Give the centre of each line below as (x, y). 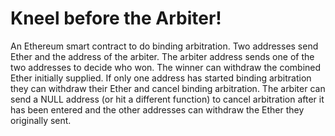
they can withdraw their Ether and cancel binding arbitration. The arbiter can (168, 88)
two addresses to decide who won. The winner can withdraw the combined (166, 67)
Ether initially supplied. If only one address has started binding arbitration (161, 78)
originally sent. (41, 120)
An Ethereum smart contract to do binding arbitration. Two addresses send (164, 46)
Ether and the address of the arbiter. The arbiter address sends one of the (162, 56)
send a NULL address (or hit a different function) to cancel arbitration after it (167, 99)
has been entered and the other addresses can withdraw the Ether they (157, 109)
